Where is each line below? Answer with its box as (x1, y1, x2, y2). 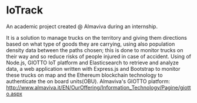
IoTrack (6, 4, 43, 17)
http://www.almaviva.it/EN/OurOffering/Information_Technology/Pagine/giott (6, 84, 191, 91)
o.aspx (6, 90, 22, 97)
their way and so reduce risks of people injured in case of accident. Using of (6, 53, 191, 60)
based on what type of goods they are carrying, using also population (6, 40, 175, 47)
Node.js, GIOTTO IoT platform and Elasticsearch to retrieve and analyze (6, 59, 179, 66)
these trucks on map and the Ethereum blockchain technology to (6, 71, 163, 78)
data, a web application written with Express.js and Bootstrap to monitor (6, 65, 181, 72)
